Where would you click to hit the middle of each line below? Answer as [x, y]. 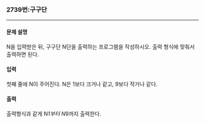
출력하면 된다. [23, 54]
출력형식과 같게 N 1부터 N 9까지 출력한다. [54, 113]
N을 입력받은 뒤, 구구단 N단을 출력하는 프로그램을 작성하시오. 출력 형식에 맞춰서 [101, 46]
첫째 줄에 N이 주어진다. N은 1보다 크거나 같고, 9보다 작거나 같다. [82, 84]
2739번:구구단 [27, 9]
